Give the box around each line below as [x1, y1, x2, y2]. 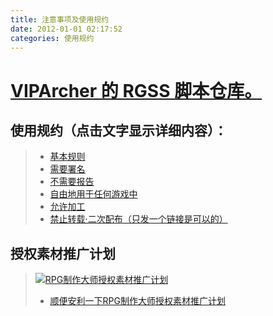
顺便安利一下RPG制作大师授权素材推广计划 [49, 295, 226, 307]
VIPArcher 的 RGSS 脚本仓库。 [10, 79, 263, 102]
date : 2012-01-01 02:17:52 [10, 24, 123, 34]
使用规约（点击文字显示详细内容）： [10, 122, 228, 139]
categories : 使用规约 [10, 33, 95, 43]
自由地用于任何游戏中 [49, 188, 138, 200]
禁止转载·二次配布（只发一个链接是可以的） [49, 213, 228, 225]
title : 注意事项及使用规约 [10, 14, 110, 25]
